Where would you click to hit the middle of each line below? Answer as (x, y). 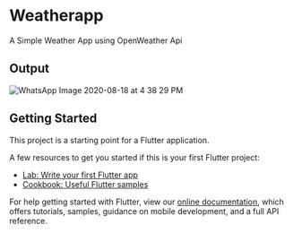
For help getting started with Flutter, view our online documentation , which (147, 202)
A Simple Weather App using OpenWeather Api (96, 40)
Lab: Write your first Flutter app (80, 175)
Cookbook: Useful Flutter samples (85, 184)
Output (29, 69)
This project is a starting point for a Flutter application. (109, 140)
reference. (28, 220)
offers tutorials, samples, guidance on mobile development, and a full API (144, 211)
